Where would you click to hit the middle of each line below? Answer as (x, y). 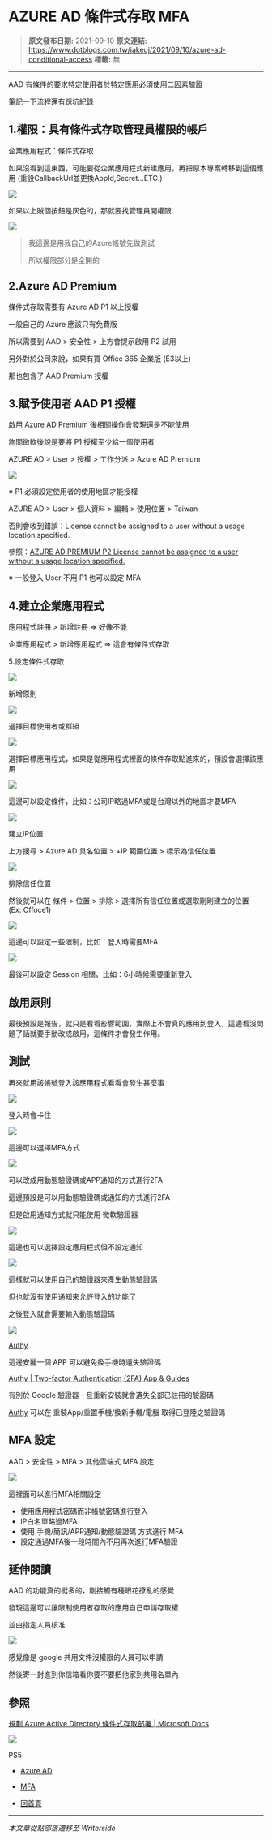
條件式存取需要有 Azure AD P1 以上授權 (74, 307)
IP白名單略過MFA (49, 1521)
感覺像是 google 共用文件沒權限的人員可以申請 (86, 1657)
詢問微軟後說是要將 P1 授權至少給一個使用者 (82, 442)
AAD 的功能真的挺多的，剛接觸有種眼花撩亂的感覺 (91, 1590)
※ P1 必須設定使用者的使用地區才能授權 (73, 492)
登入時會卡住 (30, 1115)
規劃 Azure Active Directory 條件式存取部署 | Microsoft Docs (108, 1724)
